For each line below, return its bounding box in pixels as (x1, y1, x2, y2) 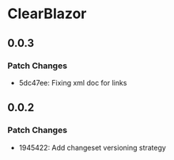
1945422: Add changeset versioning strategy (18, 143, 167, 152)
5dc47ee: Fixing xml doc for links (18, 78, 127, 87)
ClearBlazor (7, 5, 87, 23)
